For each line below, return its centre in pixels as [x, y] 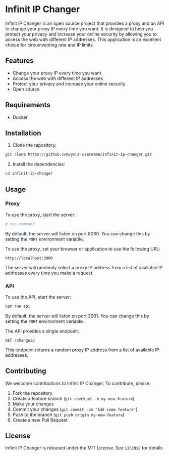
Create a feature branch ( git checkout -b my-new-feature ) [73, 398]
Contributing [26, 371]
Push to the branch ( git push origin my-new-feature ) [68, 414]
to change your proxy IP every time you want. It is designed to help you [79, 28]
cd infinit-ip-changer [29, 174]
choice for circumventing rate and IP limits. [50, 45]
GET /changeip [20, 340]
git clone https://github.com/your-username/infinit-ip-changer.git [79, 155]
